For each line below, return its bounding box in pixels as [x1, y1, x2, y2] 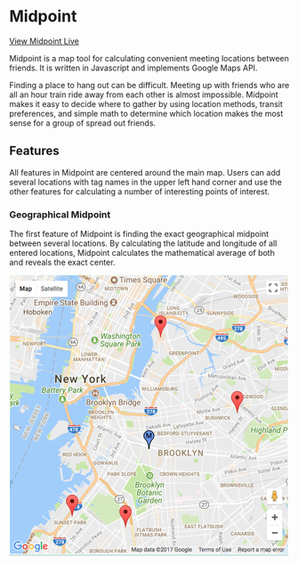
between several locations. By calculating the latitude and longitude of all [9, 238, 278, 249]
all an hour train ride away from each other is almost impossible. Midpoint [9, 89, 278, 100]
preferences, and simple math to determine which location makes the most [9, 108, 284, 119]
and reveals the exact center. [9, 257, 116, 268]
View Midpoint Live [9, 36, 80, 46]
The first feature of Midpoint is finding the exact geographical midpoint [9, 229, 270, 240]
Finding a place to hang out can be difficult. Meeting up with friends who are [9, 79, 290, 90]
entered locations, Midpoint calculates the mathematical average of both [9, 248, 276, 258]
